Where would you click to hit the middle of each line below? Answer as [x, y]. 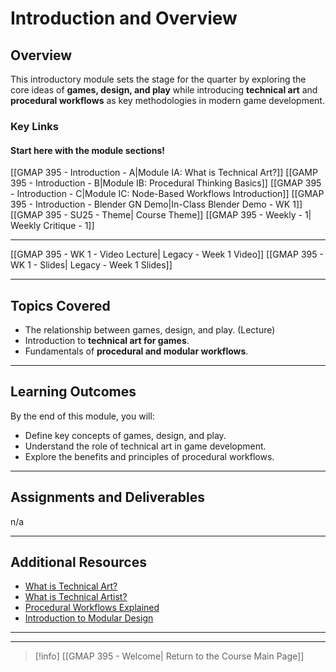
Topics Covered [60, 305]
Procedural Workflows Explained [92, 608]
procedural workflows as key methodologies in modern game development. [167, 100]
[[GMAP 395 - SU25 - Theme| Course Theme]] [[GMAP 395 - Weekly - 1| [161, 215]
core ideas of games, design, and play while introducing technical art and [164, 90]
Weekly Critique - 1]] [52, 226]
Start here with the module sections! [87, 150]
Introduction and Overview [124, 18]
